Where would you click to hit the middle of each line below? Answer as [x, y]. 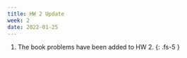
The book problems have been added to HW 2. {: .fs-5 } [98, 47]
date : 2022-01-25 [33, 27]
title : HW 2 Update [36, 14]
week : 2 [19, 21]
